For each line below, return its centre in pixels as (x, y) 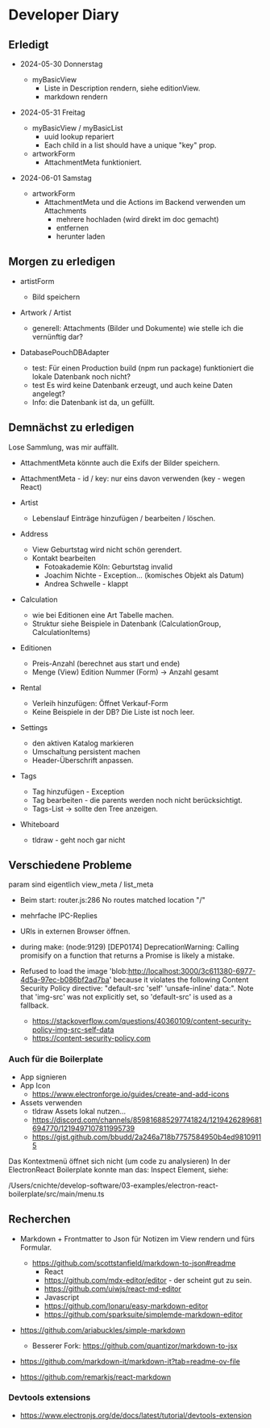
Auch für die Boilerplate (56, 1059)
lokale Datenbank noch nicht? (81, 376)
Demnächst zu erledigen (71, 428)
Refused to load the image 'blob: (74, 971)
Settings (34, 727)
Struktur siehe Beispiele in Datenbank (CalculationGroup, (127, 624)
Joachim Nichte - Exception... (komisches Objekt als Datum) (144, 575)
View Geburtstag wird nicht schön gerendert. (107, 549)
